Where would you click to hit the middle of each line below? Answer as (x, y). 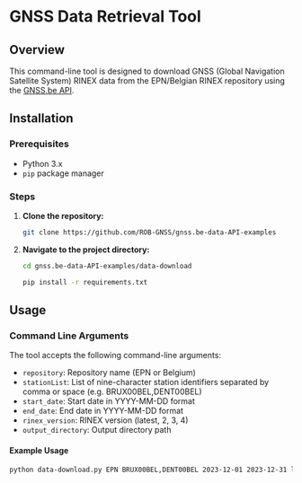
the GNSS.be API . (42, 90)
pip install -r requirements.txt (85, 282)
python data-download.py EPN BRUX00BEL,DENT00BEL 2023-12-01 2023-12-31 (148, 470)
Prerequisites (39, 144)
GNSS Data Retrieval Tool (106, 17)
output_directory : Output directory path (97, 430)
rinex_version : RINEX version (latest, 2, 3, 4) (105, 420)
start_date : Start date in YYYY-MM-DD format (109, 401)
